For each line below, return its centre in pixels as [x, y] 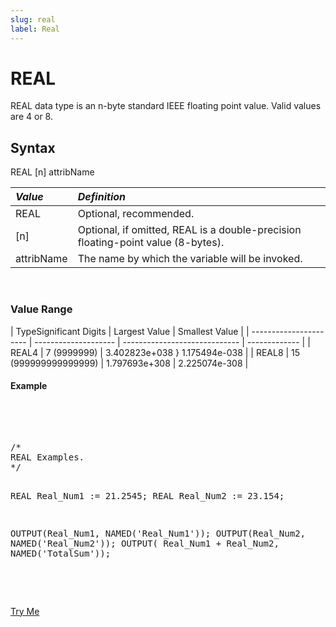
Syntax [33, 147]
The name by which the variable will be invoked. [190, 259]
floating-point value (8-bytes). [151, 243]
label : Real [35, 29]
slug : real [33, 19]
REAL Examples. [47, 457]
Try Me [25, 611]
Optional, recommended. [136, 214]
